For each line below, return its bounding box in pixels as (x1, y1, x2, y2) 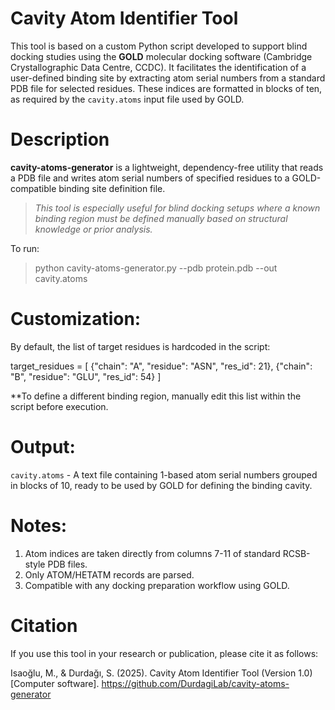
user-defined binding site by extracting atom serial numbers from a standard (10, 72, 326, 84)
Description (10, 128, 110, 151)
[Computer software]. (10, 677, 100, 689)
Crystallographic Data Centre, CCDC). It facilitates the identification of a (10, 61, 307, 73)
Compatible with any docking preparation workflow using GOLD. (24, 579, 290, 591)
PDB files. (47, 558, 88, 570)
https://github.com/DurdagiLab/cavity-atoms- (101, 677, 290, 689)
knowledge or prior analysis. (34, 223, 153, 235)
